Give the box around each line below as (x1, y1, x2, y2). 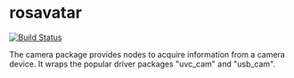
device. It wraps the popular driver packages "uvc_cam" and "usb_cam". (9, 58, 276, 69)
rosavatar (9, 3, 83, 23)
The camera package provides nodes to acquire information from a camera (9, 49, 285, 59)
